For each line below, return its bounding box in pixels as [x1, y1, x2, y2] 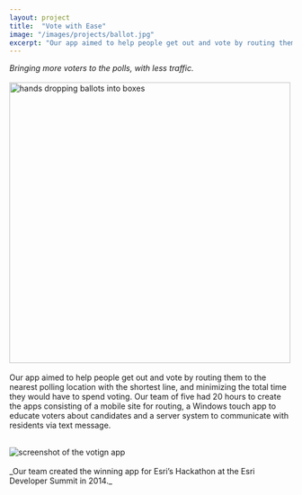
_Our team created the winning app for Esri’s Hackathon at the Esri [9, 466, 255, 477]
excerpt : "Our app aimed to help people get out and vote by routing [9, 38, 276, 48]
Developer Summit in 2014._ [9, 475, 112, 486]
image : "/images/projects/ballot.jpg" [9, 30, 155, 39]
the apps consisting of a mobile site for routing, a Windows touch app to [9, 401, 277, 411]
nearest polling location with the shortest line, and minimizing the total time [9, 382, 288, 393]
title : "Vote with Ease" [9, 22, 106, 31]
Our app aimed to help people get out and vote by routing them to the [9, 372, 267, 383]
